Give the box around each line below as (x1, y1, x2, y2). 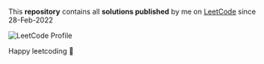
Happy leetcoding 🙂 (8, 46, 74, 55)
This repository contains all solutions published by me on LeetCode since (8, 7, 256, 16)
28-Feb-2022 (8, 15, 54, 25)
